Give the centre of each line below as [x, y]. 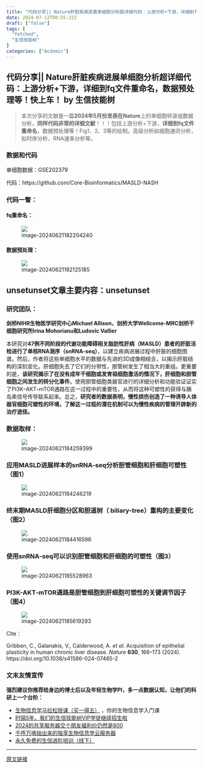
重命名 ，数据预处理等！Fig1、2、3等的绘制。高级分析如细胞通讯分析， [108, 131]
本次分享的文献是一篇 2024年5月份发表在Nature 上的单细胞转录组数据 [107, 116]
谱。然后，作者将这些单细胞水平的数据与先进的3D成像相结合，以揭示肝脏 [97, 359]
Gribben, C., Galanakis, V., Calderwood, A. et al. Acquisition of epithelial [95, 646]
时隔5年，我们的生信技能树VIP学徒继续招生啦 [71, 718]
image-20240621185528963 [57, 576]
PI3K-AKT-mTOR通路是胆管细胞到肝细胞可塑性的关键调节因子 [96, 592]
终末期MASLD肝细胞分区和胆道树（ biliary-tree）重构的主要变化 [100, 510]
